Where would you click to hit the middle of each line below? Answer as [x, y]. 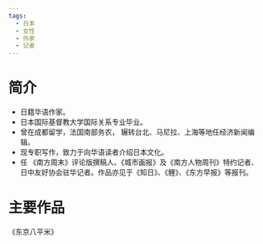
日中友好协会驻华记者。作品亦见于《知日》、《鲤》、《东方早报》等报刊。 [136, 172]
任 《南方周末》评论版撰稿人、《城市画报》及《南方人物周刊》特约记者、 [139, 163]
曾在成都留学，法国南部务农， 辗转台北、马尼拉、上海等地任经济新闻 [134, 132]
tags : [17, 16]
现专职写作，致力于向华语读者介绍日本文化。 [94, 152]
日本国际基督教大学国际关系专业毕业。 [83, 122]
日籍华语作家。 [45, 112]
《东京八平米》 [33, 232]
